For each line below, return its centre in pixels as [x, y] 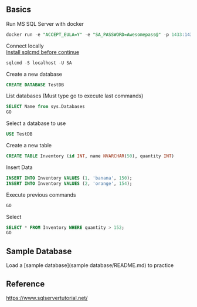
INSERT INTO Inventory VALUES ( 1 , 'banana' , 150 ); [69, 178]
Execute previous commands [41, 195]
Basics [18, 10]
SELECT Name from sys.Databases [45, 107]
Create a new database [34, 74]
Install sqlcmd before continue [43, 52]
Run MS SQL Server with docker [45, 23]
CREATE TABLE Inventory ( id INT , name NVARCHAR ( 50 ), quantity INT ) [90, 156]
